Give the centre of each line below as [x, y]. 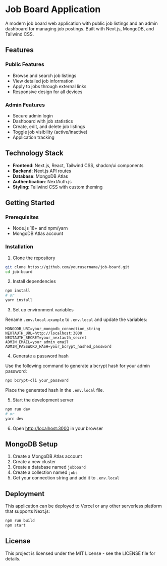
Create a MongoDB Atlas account [47, 456]
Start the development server [43, 400]
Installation [19, 247]
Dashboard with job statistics [43, 121]
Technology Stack [34, 153]
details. [13, 558]
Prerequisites [22, 217]
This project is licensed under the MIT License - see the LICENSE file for [80, 553]
